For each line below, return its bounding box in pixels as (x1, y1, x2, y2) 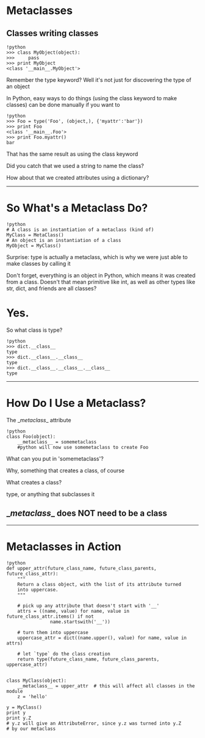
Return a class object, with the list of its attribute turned (17, 581, 182, 587)
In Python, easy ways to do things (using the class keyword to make (6, 95, 177, 101)
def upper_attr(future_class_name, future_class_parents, (6, 565, 157, 571)
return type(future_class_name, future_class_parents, (17, 656, 160, 662)
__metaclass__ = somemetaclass (17, 439, 97, 445)
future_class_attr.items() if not (6, 613, 95, 619)
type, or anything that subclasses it (6, 490, 95, 498)
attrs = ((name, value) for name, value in (17, 608, 130, 614)
